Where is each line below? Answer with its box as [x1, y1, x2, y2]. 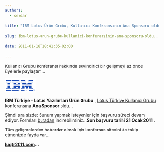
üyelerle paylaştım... [5, 68, 45, 74]
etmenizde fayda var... [5, 132, 50, 138]
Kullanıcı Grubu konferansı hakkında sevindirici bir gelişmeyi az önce [5, 63, 143, 69]
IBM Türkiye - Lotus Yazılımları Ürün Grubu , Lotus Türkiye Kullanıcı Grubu [5, 97, 156, 103]
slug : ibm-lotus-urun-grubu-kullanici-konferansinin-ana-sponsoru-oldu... [5, 34, 161, 39]
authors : [5, 8, 23, 13]
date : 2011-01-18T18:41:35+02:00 [5, 44, 73, 49]
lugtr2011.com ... [5, 141, 39, 147]
